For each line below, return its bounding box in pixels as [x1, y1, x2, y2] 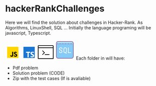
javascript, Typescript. [5, 30, 52, 36]
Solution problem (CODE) [12, 70, 65, 76]
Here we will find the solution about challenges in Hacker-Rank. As [5, 19, 143, 25]
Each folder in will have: [76, 55, 125, 61]
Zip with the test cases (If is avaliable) [12, 75, 91, 81]
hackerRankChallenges [5, 3, 105, 14]
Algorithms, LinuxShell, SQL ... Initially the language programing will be [5, 24, 151, 30]
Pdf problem [12, 65, 39, 71]
